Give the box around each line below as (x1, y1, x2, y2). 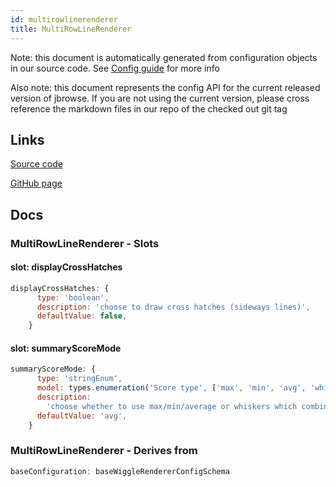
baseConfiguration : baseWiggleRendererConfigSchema (10, 466, 230, 476)
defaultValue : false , (36, 311, 128, 321)
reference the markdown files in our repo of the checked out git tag (10, 102, 288, 115)
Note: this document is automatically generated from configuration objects (10, 51, 318, 63)
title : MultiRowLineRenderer (10, 24, 132, 34)
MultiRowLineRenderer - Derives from (10, 444, 198, 458)
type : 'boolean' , (36, 292, 110, 303)
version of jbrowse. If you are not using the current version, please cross (10, 92, 310, 104)
